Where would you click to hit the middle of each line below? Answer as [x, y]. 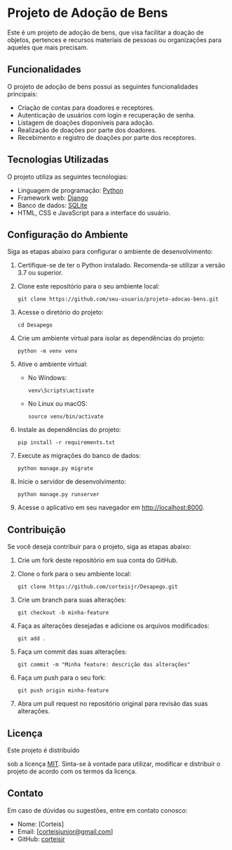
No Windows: [47, 378]
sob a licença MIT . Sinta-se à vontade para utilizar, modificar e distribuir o [114, 764]
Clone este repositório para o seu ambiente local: [88, 286]
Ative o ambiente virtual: [53, 364]
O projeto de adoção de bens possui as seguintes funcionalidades [103, 87]
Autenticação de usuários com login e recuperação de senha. [106, 115]
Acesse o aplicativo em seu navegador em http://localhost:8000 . [111, 507]
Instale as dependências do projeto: [69, 430]
